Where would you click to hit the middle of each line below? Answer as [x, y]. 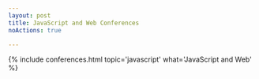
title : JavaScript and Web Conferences [74, 23]
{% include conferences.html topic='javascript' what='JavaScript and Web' [130, 59]
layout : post [30, 15]
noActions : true [35, 30]
